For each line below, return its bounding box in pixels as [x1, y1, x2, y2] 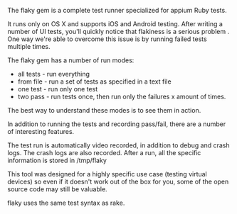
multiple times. [7, 43, 51, 50]
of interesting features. [7, 128, 75, 135]
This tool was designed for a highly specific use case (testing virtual [7, 170, 208, 178]
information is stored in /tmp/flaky [7, 156, 107, 164]
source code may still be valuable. [7, 185, 108, 193]
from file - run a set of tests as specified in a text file [17, 77, 172, 86]
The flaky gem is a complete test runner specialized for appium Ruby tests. [7, 6, 227, 14]
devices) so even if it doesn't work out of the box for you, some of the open [7, 177, 229, 186]
